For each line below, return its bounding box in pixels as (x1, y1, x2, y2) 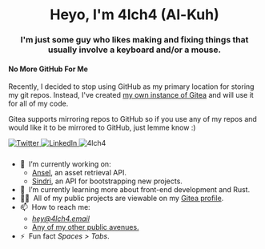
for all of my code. (8, 98, 69, 109)
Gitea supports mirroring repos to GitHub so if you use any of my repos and (8, 114, 258, 124)
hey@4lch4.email (31, 214, 90, 223)
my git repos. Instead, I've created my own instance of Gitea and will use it (8, 90, 254, 100)
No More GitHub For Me (8, 64, 88, 74)
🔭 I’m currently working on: (19, 159, 111, 169)
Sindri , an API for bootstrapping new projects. (31, 176, 183, 186)
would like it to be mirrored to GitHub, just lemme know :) (8, 122, 196, 133)
